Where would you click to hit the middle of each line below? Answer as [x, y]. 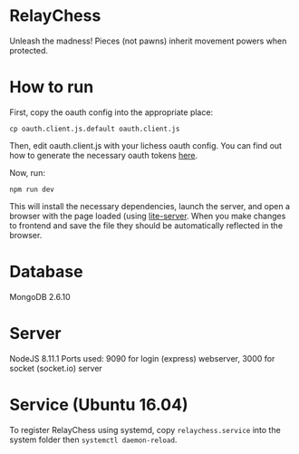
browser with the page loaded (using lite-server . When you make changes [148, 216]
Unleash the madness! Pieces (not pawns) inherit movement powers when [148, 41]
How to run [52, 87]
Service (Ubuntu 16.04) [99, 405]
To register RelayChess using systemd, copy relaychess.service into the [145, 430]
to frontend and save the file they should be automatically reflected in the [146, 225]
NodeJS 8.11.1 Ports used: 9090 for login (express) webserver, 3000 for [142, 358]
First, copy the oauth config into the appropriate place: [111, 112]
